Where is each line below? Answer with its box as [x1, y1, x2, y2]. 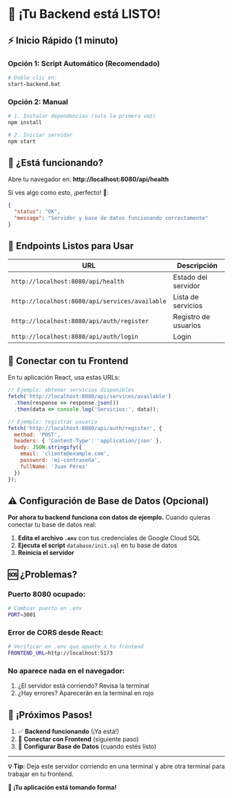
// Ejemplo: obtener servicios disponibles [8, 387, 135, 393]
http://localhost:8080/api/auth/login [11, 332, 138, 340]
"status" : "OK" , [14, 208, 61, 216]
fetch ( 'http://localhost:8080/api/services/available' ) [8, 393, 171, 400]
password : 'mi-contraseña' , [20, 457, 101, 464]
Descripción [177, 260, 218, 270]
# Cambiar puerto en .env [8, 605, 82, 612]
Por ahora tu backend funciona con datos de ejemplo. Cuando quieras [8, 513, 211, 522]
